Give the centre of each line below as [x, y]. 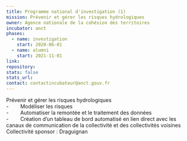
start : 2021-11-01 [39, 56]
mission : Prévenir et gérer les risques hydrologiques [75, 17]
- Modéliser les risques [39, 106]
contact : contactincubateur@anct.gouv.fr [58, 84]
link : [13, 61]
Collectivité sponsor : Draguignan [47, 132]
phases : [16, 34]
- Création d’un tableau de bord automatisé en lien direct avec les [91, 119]
